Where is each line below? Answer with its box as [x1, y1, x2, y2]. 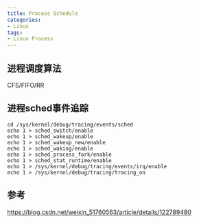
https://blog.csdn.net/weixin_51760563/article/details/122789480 [7, 208, 192, 216]
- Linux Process [7, 36, 54, 42]
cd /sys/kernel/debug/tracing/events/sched [7, 121, 134, 128]
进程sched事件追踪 [7, 103, 89, 114]
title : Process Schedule [7, 10, 78, 17]
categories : [7, 16, 41, 23]
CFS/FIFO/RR [7, 81, 45, 89]
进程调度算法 [7, 62, 62, 74]
